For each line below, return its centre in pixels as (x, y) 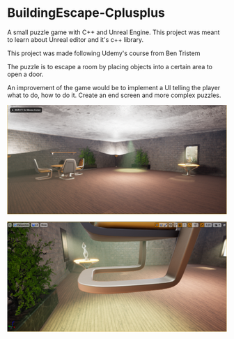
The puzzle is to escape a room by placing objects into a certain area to (110, 66)
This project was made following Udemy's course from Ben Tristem (104, 53)
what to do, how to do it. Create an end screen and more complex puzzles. (114, 95)
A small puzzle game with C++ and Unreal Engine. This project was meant (114, 32)
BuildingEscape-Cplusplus (86, 13)
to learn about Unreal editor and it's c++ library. (76, 39)
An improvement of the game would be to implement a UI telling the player (114, 87)
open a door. (25, 74)
